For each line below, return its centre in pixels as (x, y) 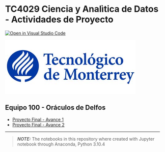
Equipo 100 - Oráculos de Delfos (55, 107)
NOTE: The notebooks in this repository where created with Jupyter (86, 139)
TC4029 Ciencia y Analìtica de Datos (82, 9)
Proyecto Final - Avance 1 (38, 120)
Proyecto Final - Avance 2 (38, 124)
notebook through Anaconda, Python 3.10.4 (61, 144)
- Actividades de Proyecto (59, 19)
